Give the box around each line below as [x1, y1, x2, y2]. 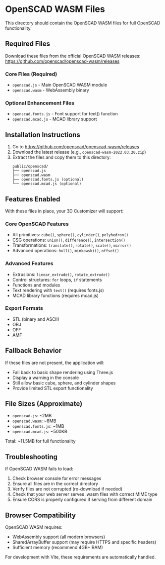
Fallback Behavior [5, 347, 62, 355]
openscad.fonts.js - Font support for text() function [12, 111, 118, 117]
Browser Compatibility [5, 511, 76, 519]
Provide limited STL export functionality [12, 385, 93, 391]
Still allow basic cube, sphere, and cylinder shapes [12, 379, 116, 386]
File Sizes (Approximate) [5, 399, 83, 408]
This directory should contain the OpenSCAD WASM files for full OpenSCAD [5, 20, 161, 26]
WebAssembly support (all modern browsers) [12, 534, 106, 540]
